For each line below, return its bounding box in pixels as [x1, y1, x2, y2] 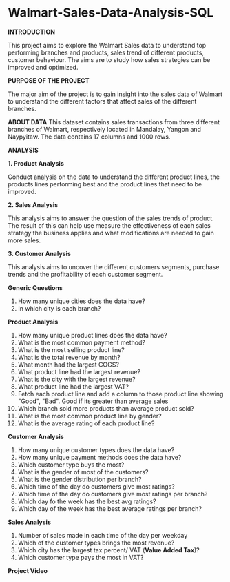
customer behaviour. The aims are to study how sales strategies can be [8, 55, 211, 64]
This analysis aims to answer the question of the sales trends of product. [8, 214, 214, 222]
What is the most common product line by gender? [17, 411, 162, 420]
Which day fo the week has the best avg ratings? [17, 497, 157, 505]
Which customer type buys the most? [17, 460, 125, 469]
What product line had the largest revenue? [17, 367, 140, 376]
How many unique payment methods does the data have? [17, 453, 182, 461]
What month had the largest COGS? [17, 360, 120, 369]
